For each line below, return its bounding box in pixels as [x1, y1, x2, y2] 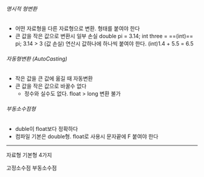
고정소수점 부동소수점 [6, 164, 57, 172]
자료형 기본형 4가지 [6, 151, 52, 158]
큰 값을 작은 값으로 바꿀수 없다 [15, 82, 87, 90]
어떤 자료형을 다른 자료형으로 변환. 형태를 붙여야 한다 [15, 25, 140, 32]
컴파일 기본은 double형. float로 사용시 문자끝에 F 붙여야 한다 [15, 133, 159, 140]
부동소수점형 [6, 105, 36, 112]
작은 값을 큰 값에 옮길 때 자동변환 [15, 75, 93, 82]
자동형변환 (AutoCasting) [6, 55, 68, 62]
